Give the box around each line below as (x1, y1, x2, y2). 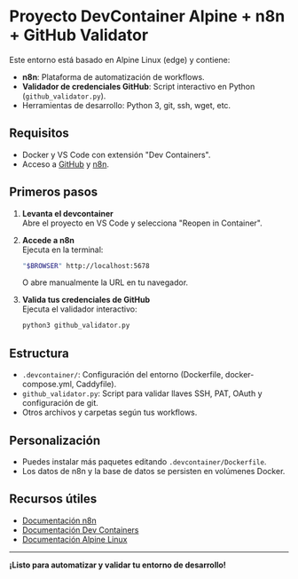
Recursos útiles (9, 491, 98, 507)
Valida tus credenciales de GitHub (21, 295, 151, 305)
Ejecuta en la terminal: (21, 244, 104, 255)
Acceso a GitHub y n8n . (21, 158, 109, 170)
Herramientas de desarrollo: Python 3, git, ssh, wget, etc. (21, 99, 231, 110)
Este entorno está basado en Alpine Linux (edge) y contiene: (9, 54, 231, 65)
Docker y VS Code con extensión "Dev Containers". (21, 149, 211, 160)
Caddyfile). (75, 379, 117, 390)
